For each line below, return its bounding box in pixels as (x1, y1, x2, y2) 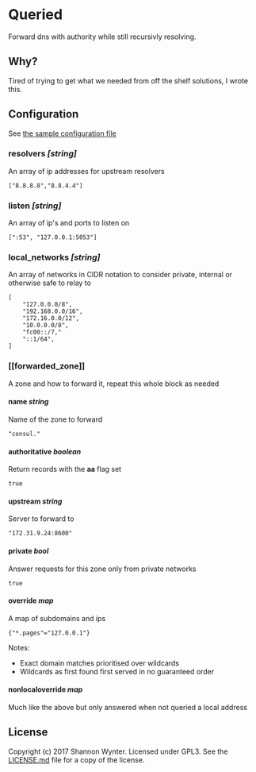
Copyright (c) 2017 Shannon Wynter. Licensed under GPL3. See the (8, 747, 228, 756)
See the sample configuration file (8, 129, 117, 138)
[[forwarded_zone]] (8, 361, 86, 372)
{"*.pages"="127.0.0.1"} (8, 629, 90, 637)
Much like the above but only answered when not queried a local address (8, 702, 248, 712)
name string (8, 397, 49, 407)
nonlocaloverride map (8, 685, 83, 694)
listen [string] (8, 200, 62, 211)
